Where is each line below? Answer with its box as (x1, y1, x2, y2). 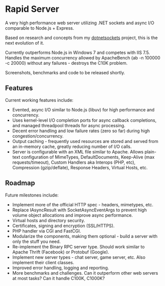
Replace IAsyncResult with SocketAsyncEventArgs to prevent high (12, 207, 147, 213)
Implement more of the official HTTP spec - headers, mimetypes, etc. (12, 201, 154, 207)
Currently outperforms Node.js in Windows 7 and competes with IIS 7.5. (5, 49, 150, 55)
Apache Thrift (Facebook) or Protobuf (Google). (12, 249, 109, 255)
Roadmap (5, 179, 35, 188)
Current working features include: (5, 97, 74, 103)
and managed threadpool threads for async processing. (12, 122, 126, 128)
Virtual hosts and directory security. (12, 217, 85, 223)
